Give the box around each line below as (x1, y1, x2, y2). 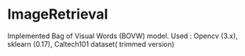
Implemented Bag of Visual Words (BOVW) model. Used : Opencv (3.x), (7, 31, 239, 40)
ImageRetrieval (7, 5, 108, 23)
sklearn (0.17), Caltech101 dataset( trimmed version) (7, 39, 174, 48)
